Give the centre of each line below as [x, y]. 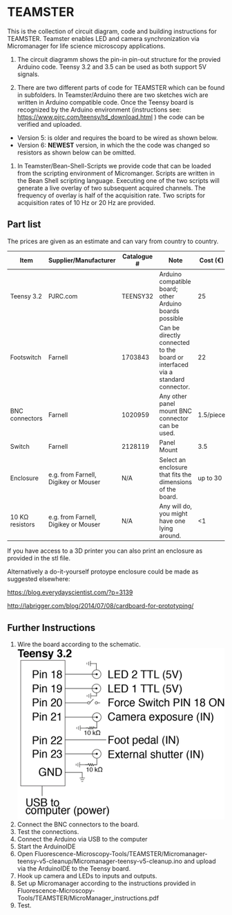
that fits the [175, 474]
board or [172, 357]
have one [172, 521]
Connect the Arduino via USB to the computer [82, 839]
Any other [173, 396]
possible [171, 318]
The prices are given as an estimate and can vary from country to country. [113, 241]
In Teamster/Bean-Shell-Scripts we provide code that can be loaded [114, 166]
